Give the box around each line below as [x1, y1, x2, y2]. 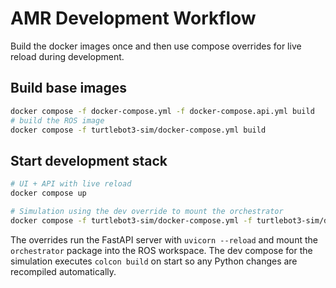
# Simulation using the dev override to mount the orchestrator [10, 206, 284, 216]
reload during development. [10, 50, 125, 62]
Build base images [10, 80, 128, 97]
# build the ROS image [10, 115, 105, 126]
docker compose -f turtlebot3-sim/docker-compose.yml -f [10, 215, 253, 226]
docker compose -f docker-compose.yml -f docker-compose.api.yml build [10, 106, 315, 116]
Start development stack [10, 152, 168, 169]
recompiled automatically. [10, 265, 117, 277]
